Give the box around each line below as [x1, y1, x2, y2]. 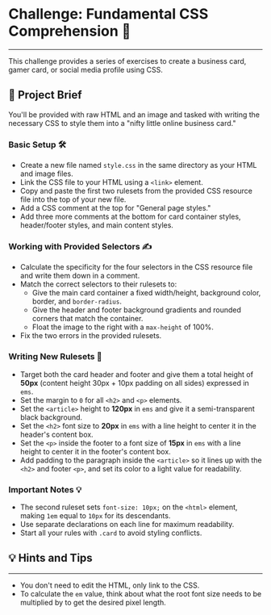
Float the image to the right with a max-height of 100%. [31, 322, 214, 332]
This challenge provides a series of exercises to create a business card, [8, 56, 247, 65]
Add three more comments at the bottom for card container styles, [19, 211, 241, 222]
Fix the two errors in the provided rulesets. [19, 331, 162, 341]
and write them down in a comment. [19, 271, 140, 281]
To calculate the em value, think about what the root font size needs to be [19, 588, 262, 598]
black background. [19, 412, 83, 422]
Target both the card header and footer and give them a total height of [19, 369, 254, 379]
